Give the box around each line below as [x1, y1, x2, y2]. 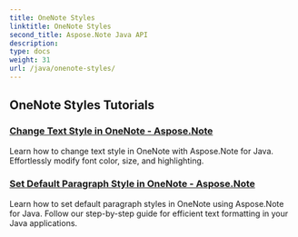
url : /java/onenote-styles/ [9, 64, 116, 74]
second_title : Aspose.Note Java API [9, 30, 148, 39]
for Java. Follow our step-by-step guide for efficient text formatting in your [9, 208, 289, 219]
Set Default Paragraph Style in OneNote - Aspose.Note [9, 178, 256, 191]
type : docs [9, 47, 51, 56]
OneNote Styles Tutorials [9, 97, 155, 114]
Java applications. [9, 217, 78, 228]
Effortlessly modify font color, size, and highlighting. [9, 155, 204, 166]
